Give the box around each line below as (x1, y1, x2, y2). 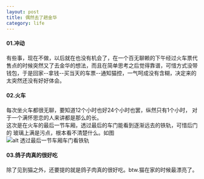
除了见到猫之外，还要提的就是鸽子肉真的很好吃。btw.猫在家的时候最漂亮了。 (6, 166, 198, 173)
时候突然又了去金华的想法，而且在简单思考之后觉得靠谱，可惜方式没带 (22, 62, 198, 69)
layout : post (6, 8, 39, 15)
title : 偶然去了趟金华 (6, 15, 58, 21)
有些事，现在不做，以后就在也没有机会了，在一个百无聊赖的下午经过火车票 (6, 54, 192, 61)
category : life (6, 20, 45, 26)
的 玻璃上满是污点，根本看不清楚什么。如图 (6, 129, 114, 136)
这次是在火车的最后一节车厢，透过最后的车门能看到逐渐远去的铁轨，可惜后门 (6, 122, 198, 129)
